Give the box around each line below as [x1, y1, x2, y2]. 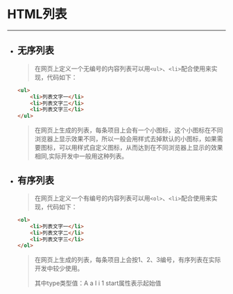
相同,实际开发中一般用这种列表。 [34, 152, 128, 160]
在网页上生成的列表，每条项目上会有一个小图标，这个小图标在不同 [34, 126, 223, 135]
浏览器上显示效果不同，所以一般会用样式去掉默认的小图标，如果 [34, 135, 217, 143]
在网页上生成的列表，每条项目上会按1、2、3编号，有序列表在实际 [34, 256, 221, 264]
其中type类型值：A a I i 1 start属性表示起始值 [34, 279, 162, 288]
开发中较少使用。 [34, 264, 84, 273]
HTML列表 [7, 6, 67, 22]
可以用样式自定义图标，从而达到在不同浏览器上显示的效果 [58, 144, 223, 152]
